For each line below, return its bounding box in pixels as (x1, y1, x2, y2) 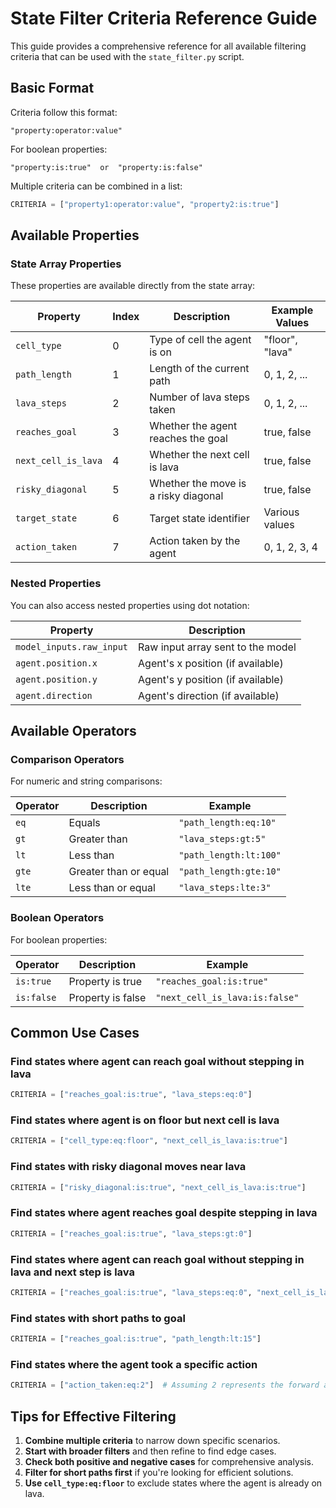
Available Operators (10, 723, 137, 739)
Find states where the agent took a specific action (10, 1357, 258, 1371)
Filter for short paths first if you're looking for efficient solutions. (24, 1467, 294, 1478)
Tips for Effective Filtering (10, 1408, 177, 1425)
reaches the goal (149, 432, 228, 446)
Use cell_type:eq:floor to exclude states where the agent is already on (24, 1477, 323, 1489)
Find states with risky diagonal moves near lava (10, 1160, 247, 1174)
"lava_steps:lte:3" (178, 882, 272, 894)
